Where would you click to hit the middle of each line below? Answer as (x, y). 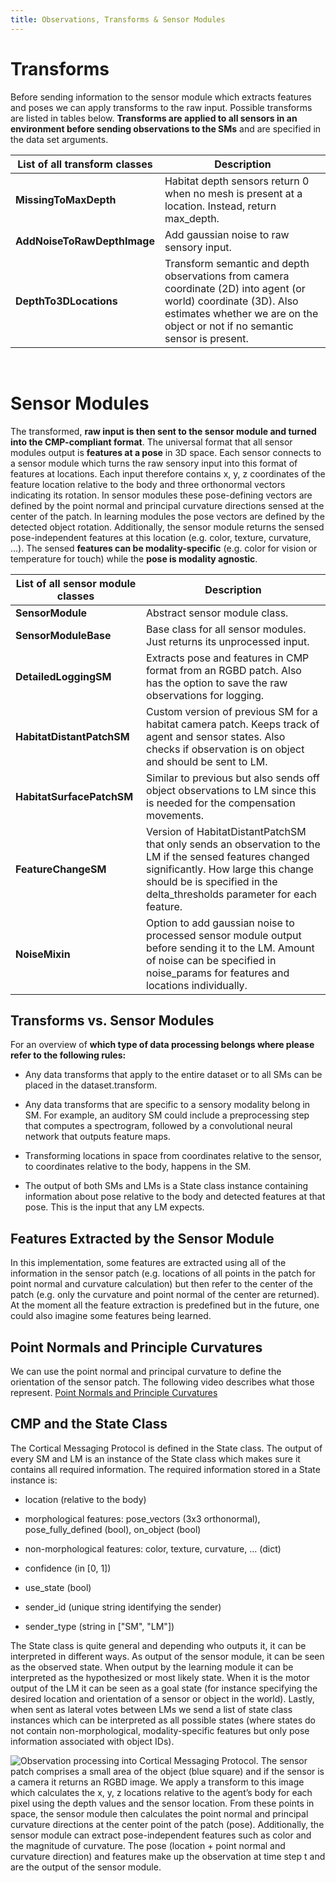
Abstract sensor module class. (217, 613)
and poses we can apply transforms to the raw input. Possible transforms (161, 107)
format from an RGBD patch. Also (224, 670)
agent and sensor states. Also (216, 736)
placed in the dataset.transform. (91, 1085)
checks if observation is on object (225, 749)
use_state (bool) (58, 1587)
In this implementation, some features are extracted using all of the (148, 1263)
